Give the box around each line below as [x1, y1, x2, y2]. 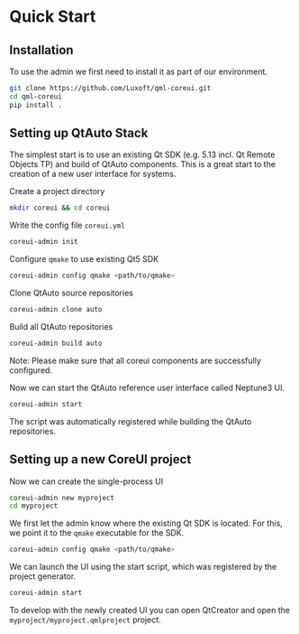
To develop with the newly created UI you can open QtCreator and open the [9, 605, 291, 615]
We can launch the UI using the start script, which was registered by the [9, 562, 277, 573]
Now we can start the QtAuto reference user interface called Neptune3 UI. [9, 382, 285, 393]
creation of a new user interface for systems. [9, 169, 177, 180]
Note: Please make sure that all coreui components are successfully [9, 355, 261, 366]
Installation [9, 42, 74, 58]
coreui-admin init [9, 238, 78, 247]
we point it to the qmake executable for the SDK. [9, 527, 185, 538]
